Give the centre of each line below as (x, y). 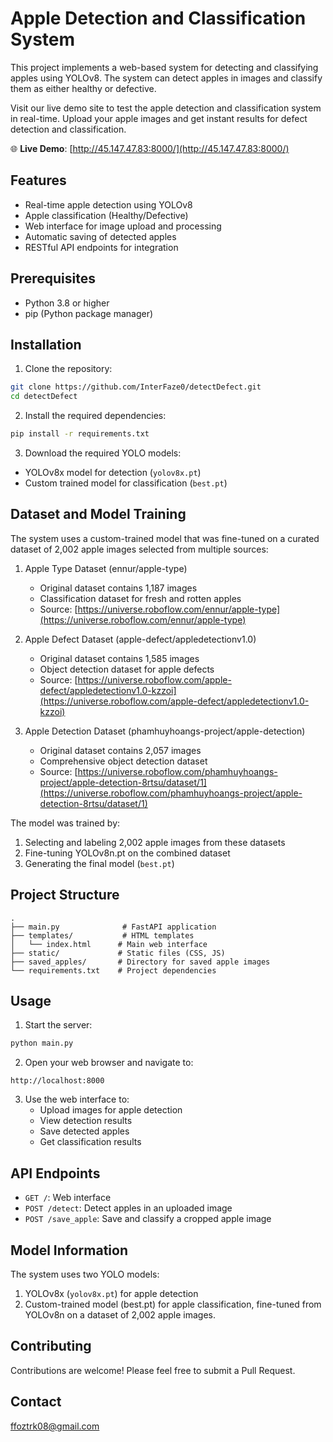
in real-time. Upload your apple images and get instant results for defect (159, 118)
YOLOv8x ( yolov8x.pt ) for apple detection (111, 1293)
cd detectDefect (44, 397)
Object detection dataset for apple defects (127, 669)
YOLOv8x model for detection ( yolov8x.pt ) (113, 472)
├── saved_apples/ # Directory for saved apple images (140, 962)
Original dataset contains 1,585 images (119, 658)
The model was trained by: (65, 823)
